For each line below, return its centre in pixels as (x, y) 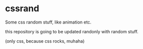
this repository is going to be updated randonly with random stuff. (72, 31)
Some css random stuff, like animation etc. (48, 22)
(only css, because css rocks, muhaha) (45, 41)
